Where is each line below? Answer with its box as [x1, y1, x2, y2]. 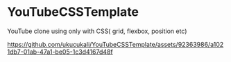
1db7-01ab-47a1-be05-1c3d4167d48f [7, 48, 113, 56]
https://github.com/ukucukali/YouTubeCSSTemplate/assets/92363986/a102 [7, 40, 224, 48]
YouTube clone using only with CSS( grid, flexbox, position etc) [7, 27, 187, 35]
